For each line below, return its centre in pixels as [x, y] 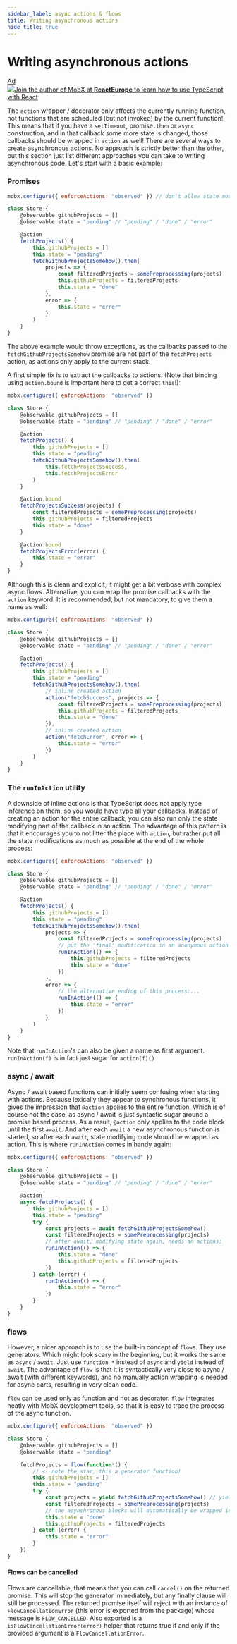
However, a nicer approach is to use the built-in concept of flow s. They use [117, 1347]
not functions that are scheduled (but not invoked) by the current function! [115, 118]
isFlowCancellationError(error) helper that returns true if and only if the [114, 1625]
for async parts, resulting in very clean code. [72, 1385]
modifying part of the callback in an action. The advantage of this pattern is [117, 826]
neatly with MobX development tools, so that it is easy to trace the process [116, 1406]
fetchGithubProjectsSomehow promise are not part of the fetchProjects [110, 354]
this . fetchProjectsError [81, 473]
